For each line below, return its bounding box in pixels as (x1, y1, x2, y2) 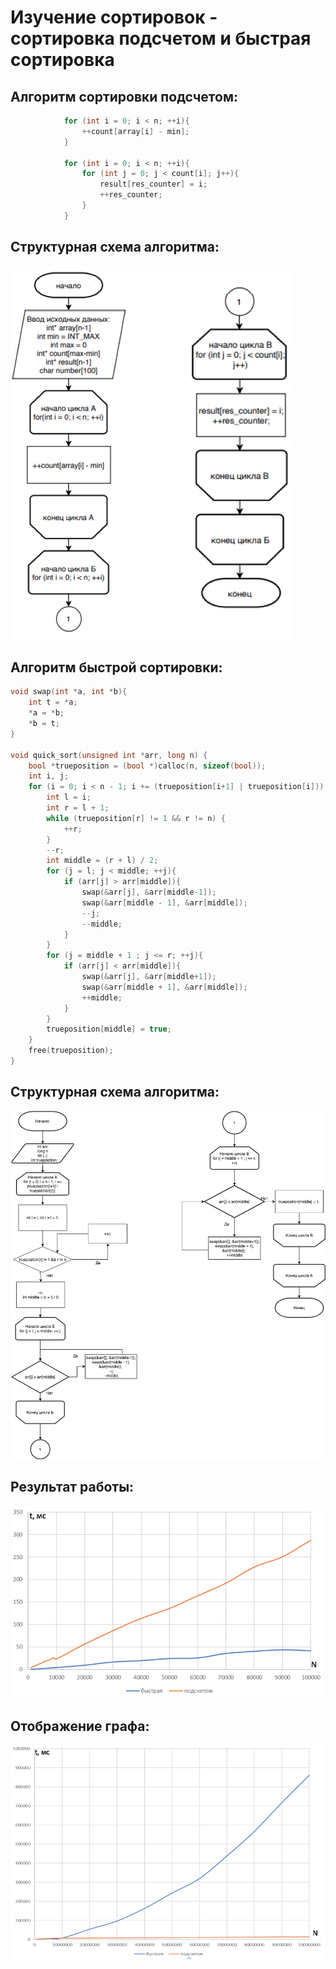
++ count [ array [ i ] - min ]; (81, 126, 190, 136)
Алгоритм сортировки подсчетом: (10, 88, 238, 105)
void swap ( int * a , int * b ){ (10, 687, 128, 697)
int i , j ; (28, 771, 70, 781)
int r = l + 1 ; (46, 803, 110, 813)
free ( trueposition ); (28, 1046, 114, 1056)
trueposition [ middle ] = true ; (46, 1024, 172, 1035)
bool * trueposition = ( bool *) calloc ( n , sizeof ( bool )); (28, 761, 267, 771)
